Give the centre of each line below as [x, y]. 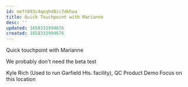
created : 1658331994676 [35, 34]
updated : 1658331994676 [35, 28]
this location [21, 79]
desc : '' [17, 22]
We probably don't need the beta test [51, 62]
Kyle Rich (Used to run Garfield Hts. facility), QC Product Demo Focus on [94, 73]
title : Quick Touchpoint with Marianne [55, 17]
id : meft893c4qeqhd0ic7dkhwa [42, 11]
